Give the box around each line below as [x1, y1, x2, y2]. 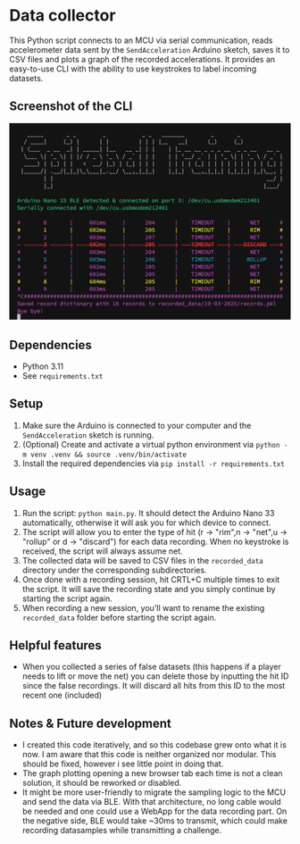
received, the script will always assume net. [21, 546, 183, 556]
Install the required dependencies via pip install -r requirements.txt [21, 457, 286, 469]
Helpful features [9, 638, 103, 653]
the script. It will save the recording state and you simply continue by [21, 583, 276, 594]
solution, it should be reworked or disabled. [21, 778, 182, 789]
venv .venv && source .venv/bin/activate [30, 450, 187, 459]
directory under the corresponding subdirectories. [21, 564, 207, 575]
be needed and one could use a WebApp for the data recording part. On [21, 806, 287, 817]
